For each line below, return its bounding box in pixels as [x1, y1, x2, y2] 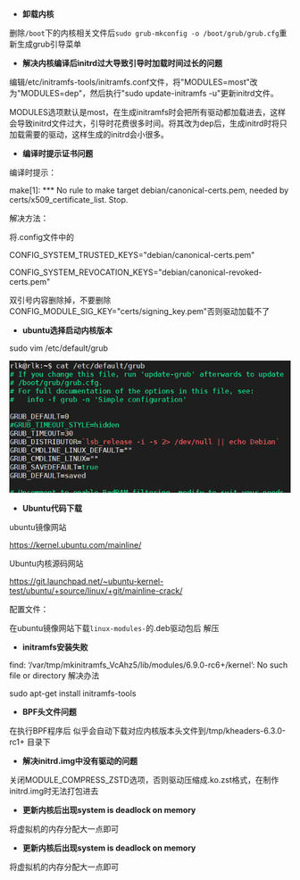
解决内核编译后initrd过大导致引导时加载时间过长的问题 [21, 58, 223, 68]
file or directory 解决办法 [9, 669, 100, 681]
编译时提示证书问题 [21, 148, 94, 159]
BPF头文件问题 [21, 706, 78, 717]
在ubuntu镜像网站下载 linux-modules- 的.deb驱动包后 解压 [9, 622, 220, 633]
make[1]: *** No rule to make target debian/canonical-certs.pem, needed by [9, 185, 289, 195]
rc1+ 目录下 [9, 736, 51, 747]
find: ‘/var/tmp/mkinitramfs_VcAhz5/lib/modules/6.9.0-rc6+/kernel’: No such [9, 660, 288, 670]
